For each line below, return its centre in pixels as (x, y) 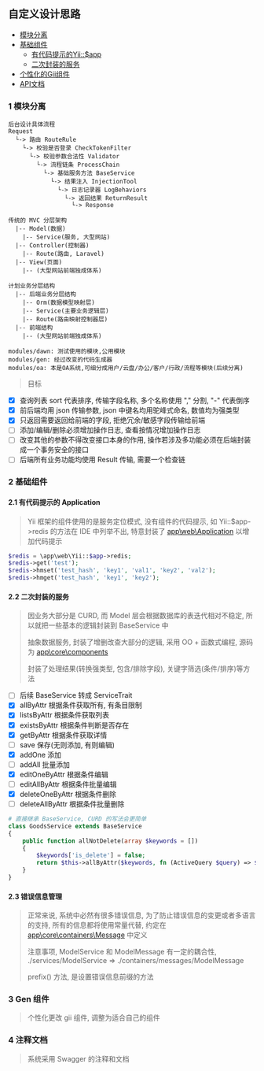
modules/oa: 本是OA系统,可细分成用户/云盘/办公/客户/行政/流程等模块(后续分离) (126, 369)
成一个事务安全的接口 (54, 450)
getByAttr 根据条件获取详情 (63, 735)
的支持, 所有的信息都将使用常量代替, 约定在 (97, 925)
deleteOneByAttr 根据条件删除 (68, 794)
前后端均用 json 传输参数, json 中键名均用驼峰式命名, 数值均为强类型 (129, 410)
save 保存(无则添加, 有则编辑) (67, 745)
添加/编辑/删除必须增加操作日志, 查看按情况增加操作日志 (110, 430)
